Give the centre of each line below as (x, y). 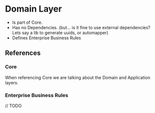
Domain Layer (34, 9)
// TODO (13, 106)
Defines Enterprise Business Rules (46, 38)
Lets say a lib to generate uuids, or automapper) (60, 32)
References (23, 53)
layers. (12, 82)
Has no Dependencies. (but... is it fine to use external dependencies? (81, 27)
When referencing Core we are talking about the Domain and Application (78, 77)
